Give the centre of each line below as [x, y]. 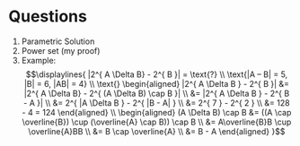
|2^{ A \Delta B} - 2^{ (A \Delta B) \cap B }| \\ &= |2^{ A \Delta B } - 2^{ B [157, 93]
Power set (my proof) [61, 50]
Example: [39, 60]
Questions [48, 17]
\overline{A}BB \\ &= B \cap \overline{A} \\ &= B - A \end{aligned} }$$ [157, 131]
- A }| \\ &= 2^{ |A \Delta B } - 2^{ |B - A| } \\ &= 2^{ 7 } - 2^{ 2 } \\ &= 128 [156, 103]
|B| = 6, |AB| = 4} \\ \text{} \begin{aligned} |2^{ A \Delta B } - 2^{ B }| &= [156, 83]
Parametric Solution [58, 41]
